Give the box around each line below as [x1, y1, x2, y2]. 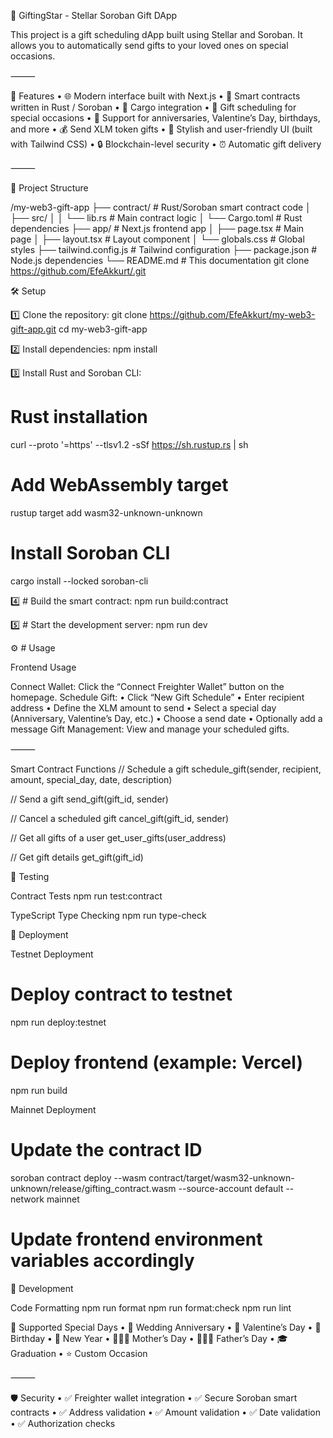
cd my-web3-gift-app [58, 323, 148, 335]
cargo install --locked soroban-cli [10, 575, 149, 587]
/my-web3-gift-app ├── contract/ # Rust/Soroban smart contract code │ [10, 201, 312, 213]
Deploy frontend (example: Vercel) [10, 1051, 303, 1074]
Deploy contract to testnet [10, 983, 233, 1005]
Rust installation [10, 406, 148, 429]
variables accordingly [10, 1249, 195, 1272]
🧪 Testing [10, 870, 50, 882]
